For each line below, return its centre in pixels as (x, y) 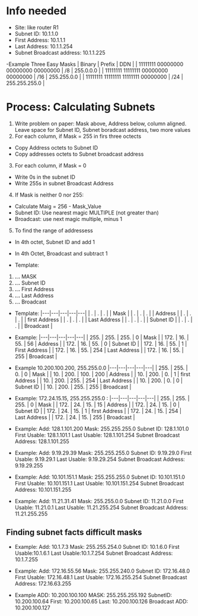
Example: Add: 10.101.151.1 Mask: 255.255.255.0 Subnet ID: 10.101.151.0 (100, 477)
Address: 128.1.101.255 (42, 441)
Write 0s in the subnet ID (45, 177)
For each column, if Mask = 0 (51, 165)
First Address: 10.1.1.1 (40, 40)
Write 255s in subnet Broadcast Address (64, 183)
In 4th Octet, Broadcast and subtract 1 (61, 253)
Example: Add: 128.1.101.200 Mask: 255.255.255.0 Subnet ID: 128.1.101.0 (102, 428)
